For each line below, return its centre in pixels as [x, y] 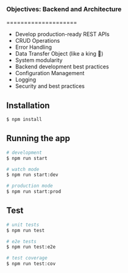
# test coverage [27, 258]
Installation [28, 105]
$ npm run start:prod [34, 192]
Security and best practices [50, 86]
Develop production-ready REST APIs [62, 34]
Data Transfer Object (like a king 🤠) [59, 54]
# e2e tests [21, 241]
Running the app [38, 138]
